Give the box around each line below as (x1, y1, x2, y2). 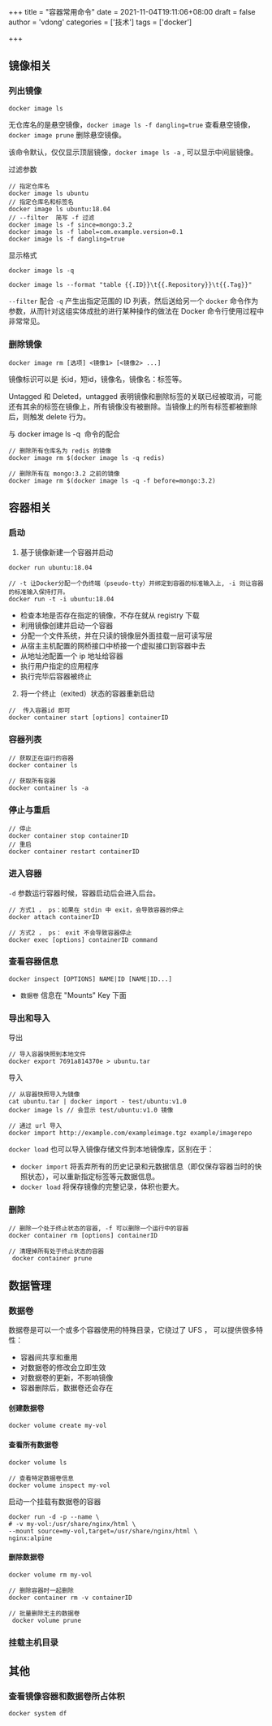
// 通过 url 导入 (8, 1122, 63, 1130)
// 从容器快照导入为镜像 (8, 1091, 80, 1099)
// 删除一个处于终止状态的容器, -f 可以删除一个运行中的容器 (8, 1225, 189, 1233)
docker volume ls (8, 1458, 67, 1467)
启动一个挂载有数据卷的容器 (8, 1496, 101, 1506)
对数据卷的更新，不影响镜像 (19, 1373, 114, 1383)
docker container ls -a (8, 783, 89, 792)
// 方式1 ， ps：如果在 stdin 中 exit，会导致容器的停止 (8, 905, 184, 914)
